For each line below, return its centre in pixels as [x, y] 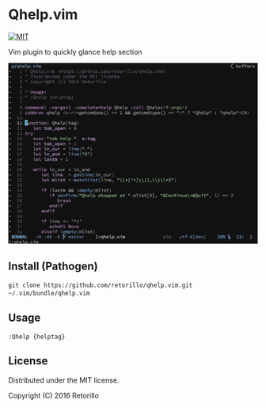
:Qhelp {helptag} [37, 337]
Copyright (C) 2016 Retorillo [53, 395]
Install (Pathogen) [53, 266]
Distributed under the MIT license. [64, 380]
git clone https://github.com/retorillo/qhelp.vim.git [101, 286]
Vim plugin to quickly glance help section [75, 51]
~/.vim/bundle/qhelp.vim [49, 294]
